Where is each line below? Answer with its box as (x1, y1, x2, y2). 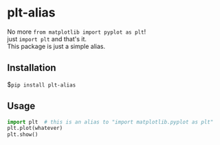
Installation (7, 62, 56, 74)
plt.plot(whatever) (7, 125, 63, 132)
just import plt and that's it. (7, 34, 87, 43)
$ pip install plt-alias (7, 80, 76, 89)
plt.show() (7, 131, 38, 138)
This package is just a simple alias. (7, 42, 105, 50)
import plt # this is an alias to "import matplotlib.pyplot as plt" (7, 118, 214, 125)
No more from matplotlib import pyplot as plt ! (7, 27, 146, 36)
